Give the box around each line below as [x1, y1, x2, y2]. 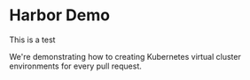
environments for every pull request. [9, 61, 142, 71]
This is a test [9, 34, 56, 45]
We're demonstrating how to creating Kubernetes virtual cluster [9, 51, 241, 62]
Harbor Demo [9, 5, 111, 25]
